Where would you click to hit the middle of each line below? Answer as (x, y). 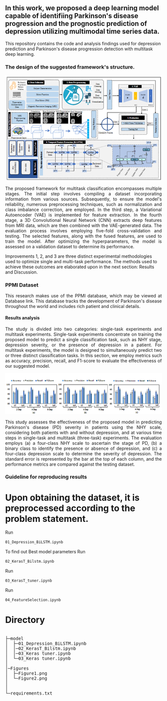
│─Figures (17, 668)
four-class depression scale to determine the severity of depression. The (83, 453)
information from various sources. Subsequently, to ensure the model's (83, 199)
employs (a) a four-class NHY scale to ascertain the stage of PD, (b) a (83, 443)
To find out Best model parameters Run (45, 552)
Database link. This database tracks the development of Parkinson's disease (83, 301)
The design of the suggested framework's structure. (70, 67)
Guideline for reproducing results (46, 477)
